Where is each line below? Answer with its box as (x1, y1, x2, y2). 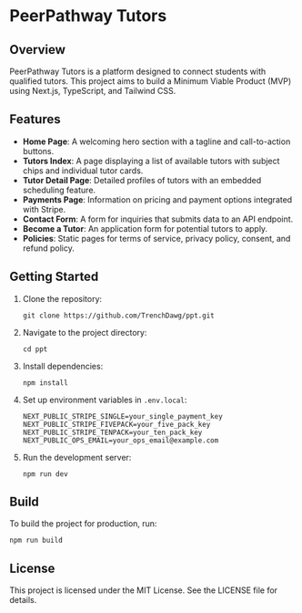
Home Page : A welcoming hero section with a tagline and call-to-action (22, 136, 291, 147)
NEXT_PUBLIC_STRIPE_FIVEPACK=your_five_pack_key (22, 420, 211, 429)
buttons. (22, 145, 55, 156)
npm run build (9, 535, 64, 545)
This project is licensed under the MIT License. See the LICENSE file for (9, 585, 278, 596)
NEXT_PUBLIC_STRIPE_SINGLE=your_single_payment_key (22, 411, 223, 421)
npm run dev (22, 469, 68, 479)
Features (9, 111, 61, 128)
